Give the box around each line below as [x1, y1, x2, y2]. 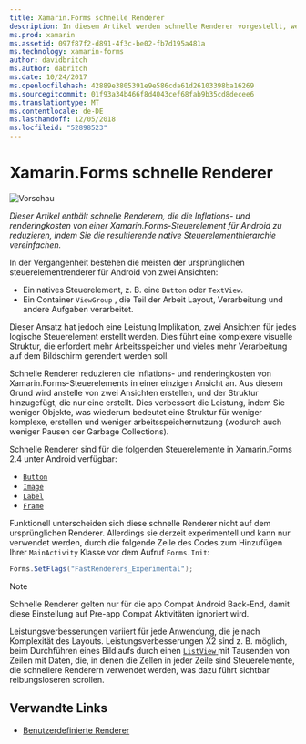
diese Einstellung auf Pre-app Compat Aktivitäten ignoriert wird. [9, 607, 250, 619]
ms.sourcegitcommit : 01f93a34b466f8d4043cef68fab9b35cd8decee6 [9, 89, 255, 98]
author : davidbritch [9, 56, 88, 65]
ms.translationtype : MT [9, 97, 100, 107]
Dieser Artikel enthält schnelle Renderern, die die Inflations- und [9, 210, 250, 221]
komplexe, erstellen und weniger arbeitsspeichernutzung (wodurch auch [9, 416, 282, 427]
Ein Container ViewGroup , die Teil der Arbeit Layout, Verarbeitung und [22, 293, 284, 305]
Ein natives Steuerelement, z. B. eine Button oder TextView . [22, 284, 244, 295]
